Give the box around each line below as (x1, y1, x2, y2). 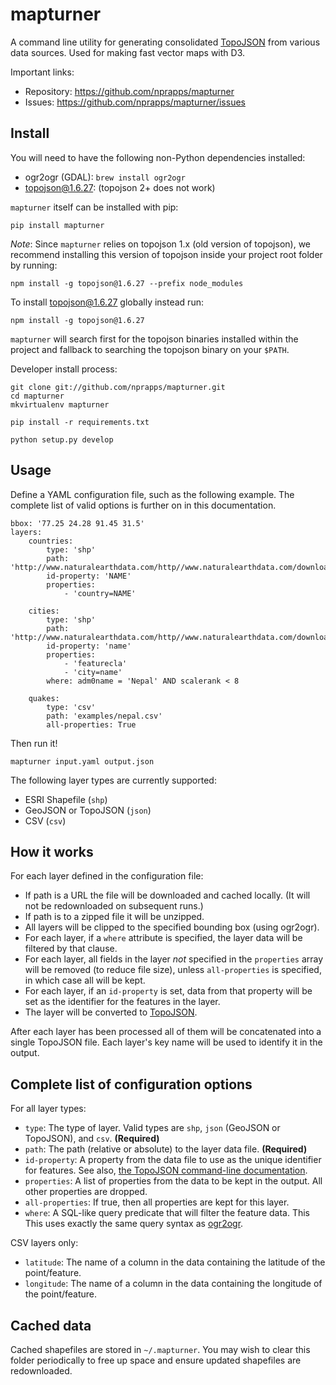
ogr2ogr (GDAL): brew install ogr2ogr (24, 171, 186, 183)
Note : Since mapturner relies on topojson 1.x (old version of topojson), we (10, 238, 311, 250)
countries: (28, 536, 74, 546)
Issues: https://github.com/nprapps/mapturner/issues (24, 96, 246, 108)
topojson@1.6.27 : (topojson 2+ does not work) (24, 181, 216, 193)
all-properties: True (46, 719, 137, 730)
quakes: (28, 693, 60, 703)
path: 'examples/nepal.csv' (46, 711, 163, 721)
